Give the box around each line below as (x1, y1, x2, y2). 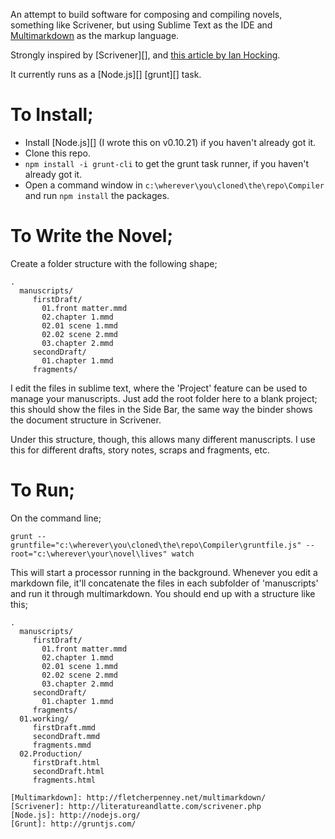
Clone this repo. (24, 147, 91, 159)
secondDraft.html (32, 766, 105, 776)
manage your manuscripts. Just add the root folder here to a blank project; (10, 392, 318, 404)
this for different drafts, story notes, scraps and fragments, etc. (10, 444, 270, 456)
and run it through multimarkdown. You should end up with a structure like (10, 587, 316, 599)
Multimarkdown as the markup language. (10, 30, 180, 41)
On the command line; (10, 512, 102, 524)
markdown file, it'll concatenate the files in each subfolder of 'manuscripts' (10, 577, 319, 589)
